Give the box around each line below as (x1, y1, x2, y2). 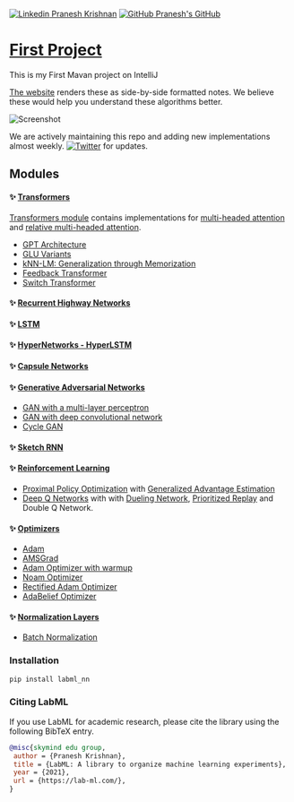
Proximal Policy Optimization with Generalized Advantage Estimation (22, 483, 275, 494)
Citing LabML (9, 695, 69, 708)
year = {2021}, (13, 768, 70, 777)
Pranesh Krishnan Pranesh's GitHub (51, 9, 221, 19)
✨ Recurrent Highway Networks (9, 298, 131, 308)
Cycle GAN (22, 421, 64, 432)
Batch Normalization (22, 632, 99, 642)
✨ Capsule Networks (9, 360, 89, 371)
